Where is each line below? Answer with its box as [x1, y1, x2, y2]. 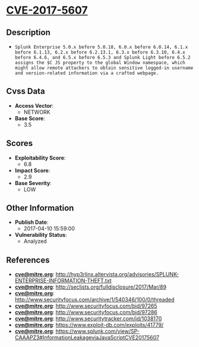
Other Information [6, 203, 74, 213]
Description [6, 27, 50, 37]
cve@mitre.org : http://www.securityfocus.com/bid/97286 [14, 309, 157, 316]
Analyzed [23, 237, 47, 245]
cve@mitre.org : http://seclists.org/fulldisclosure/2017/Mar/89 [14, 283, 167, 290]
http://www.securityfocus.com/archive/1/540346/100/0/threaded [14, 296, 175, 304]
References [6, 255, 50, 265]
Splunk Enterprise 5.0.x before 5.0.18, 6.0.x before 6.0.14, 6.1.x [14, 44, 188, 50]
